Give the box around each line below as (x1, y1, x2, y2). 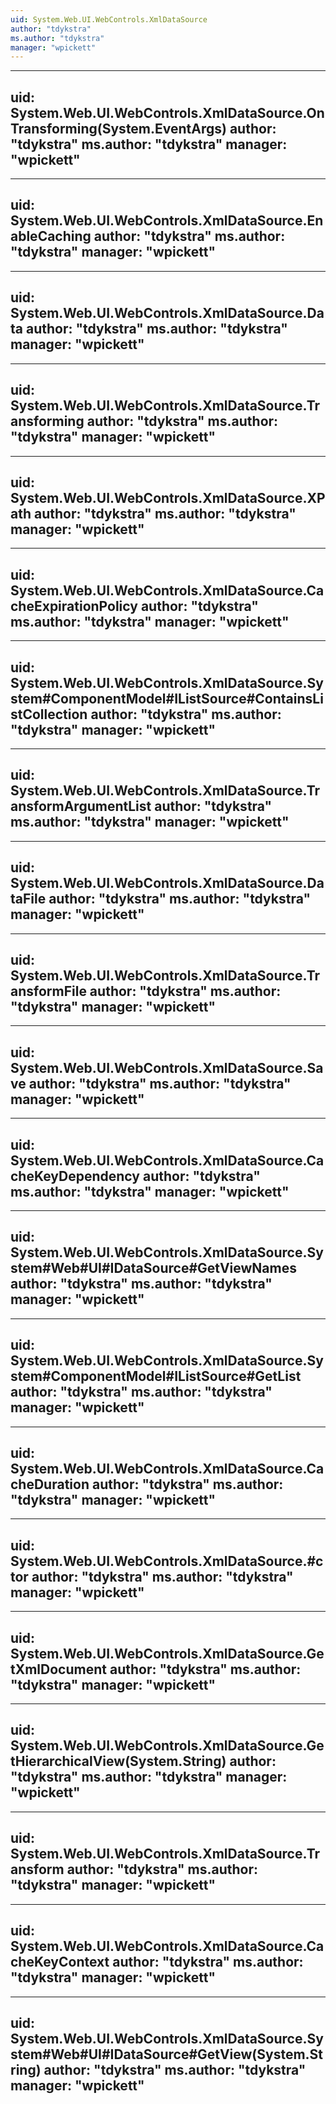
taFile (10, 891, 47, 908)
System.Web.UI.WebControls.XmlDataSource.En (10, 212, 324, 230)
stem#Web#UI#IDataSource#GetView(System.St (10, 2046, 324, 2063)
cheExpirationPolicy (10, 597, 138, 615)
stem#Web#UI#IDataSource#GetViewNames (10, 1260, 297, 1277)
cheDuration (10, 1476, 90, 1493)
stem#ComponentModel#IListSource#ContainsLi (10, 690, 324, 707)
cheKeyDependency (10, 1167, 140, 1185)
